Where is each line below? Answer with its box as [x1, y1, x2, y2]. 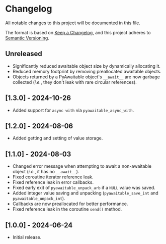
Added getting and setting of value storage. [12, 135, 103, 141]
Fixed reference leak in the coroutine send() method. [12, 206, 122, 212]
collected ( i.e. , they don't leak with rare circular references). [12, 79, 137, 85]
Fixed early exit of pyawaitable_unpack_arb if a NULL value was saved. [12, 185, 156, 191]
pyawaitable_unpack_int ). [12, 196, 65, 202]
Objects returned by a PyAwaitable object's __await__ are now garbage [12, 74, 160, 80]
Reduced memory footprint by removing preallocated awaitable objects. [12, 68, 162, 74]
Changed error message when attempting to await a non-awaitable [12, 163, 152, 169]
